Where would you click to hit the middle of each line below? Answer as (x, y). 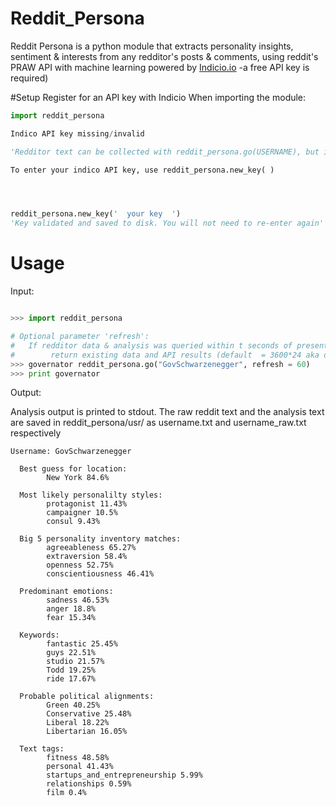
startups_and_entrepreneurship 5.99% (124, 775)
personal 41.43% (80, 767)
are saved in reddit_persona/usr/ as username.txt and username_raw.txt (158, 423)
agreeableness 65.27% (91, 548)
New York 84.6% (78, 478)
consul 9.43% (73, 522)
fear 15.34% (71, 618)
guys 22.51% (71, 653)
